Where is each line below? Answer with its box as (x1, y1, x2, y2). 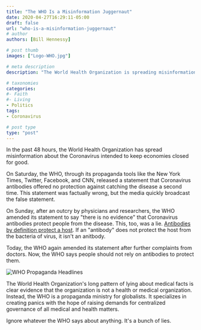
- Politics (6, 102, 33, 108)
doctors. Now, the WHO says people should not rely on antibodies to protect (6, 250, 194, 258)
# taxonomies (6, 80, 39, 86)
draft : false (6, 20, 39, 26)
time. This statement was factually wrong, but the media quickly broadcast (6, 190, 190, 197)
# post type (6, 124, 36, 130)
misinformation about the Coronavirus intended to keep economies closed (6, 152, 189, 160)
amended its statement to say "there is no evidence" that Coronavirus (6, 213, 178, 221)
